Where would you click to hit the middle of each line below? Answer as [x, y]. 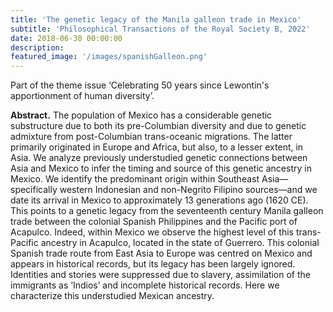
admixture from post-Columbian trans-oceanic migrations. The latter [151, 137]
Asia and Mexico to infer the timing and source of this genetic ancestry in [161, 168]
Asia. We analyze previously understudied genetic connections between [159, 158]
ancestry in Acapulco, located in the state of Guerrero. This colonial [180, 243]
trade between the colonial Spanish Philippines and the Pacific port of [154, 222]
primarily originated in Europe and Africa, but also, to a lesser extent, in [157, 147]
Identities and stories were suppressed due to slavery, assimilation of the [160, 275]
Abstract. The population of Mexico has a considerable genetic [141, 115]
